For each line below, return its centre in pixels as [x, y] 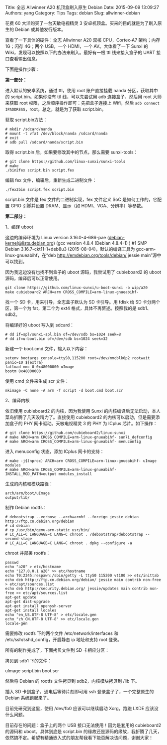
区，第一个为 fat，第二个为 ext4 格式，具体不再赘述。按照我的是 [71, 308]
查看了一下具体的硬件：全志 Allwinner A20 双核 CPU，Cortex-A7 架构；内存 [83, 40]
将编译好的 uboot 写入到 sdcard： [40, 325]
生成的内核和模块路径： [29, 484]
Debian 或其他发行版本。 [40, 29]
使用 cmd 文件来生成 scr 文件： [37, 381]
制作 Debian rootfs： [26, 508]
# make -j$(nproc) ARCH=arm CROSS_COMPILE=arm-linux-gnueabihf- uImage [81, 461]
